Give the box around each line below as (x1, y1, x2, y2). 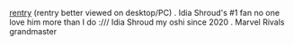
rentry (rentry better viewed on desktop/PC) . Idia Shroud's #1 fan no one (9, 8, 281, 18)
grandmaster (9, 26, 57, 36)
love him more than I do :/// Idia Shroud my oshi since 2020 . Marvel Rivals (9, 17, 285, 27)
